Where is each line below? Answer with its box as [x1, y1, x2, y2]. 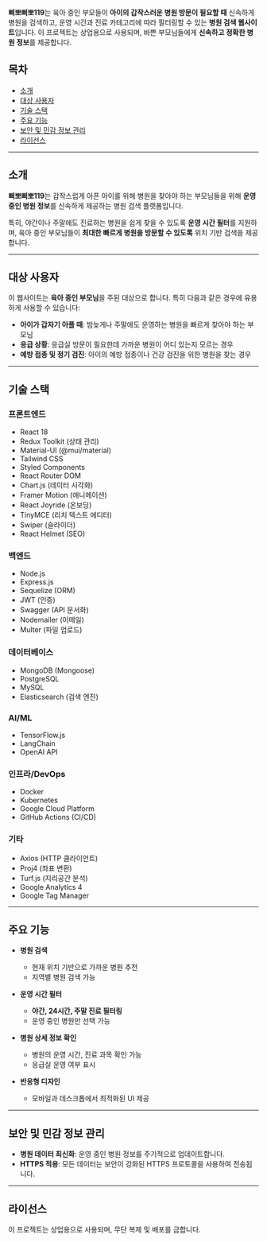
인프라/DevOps [8, 768, 66, 779]
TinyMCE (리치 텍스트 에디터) [19, 510, 113, 520]
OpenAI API [19, 747, 58, 757]
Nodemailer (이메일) [19, 615, 85, 625]
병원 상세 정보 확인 [19, 1033, 77, 1042]
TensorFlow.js [19, 731, 66, 740]
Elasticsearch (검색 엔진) [19, 692, 99, 701]
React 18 [19, 427, 48, 437]
